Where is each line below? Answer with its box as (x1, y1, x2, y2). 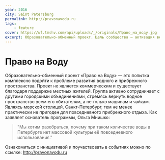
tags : (5, 21, 16, 26)
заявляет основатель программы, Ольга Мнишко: (5, 114, 110, 120)
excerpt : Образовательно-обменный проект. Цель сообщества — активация (5, 35, 155, 40)
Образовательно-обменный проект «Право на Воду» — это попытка (5, 72, 150, 78)
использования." (17, 134, 53, 140)
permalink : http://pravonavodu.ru (5, 16, 76, 21)
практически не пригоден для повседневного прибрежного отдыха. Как (5, 109, 157, 115)
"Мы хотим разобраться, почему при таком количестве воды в (17, 124, 151, 130)
